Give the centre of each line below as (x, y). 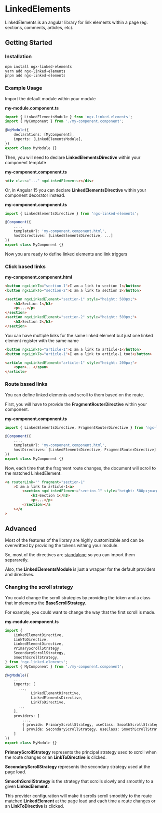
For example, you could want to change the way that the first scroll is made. (80, 612)
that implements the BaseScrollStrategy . (46, 603)
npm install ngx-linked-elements (39, 66)
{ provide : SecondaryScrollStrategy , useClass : (71, 729)
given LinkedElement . (27, 786)
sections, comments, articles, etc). (39, 27)
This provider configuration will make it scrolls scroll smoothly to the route (78, 796)
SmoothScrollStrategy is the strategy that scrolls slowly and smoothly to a (79, 781)
